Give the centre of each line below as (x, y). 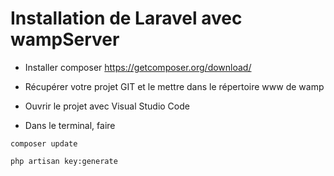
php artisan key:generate (64, 161)
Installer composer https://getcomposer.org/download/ (138, 67)
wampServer (65, 39)
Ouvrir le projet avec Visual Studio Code (107, 106)
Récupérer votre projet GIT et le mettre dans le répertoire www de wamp (174, 86)
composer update (44, 143)
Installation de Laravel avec (126, 18)
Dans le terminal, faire (70, 125)
